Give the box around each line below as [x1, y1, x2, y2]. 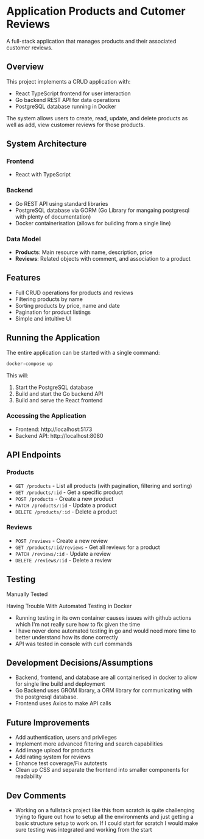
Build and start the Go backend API [15, 390, 104, 398]
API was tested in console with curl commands [15, 640, 133, 647]
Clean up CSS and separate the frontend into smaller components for [15, 766, 189, 774]
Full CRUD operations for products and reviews [15, 289, 134, 296]
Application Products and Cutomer [6, 4, 186, 18]
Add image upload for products [15, 747, 94, 754]
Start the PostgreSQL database [15, 383, 93, 391]
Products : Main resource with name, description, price [15, 249, 153, 256]
